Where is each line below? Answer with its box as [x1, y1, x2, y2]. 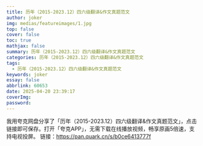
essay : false [6, 77, 40, 83]
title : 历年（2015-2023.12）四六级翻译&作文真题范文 [6, 9, 130, 15]
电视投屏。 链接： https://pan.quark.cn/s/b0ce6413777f [11, 133, 151, 140]
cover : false [6, 32, 40, 38]
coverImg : [6, 94, 32, 100]
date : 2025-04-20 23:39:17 [6, 89, 75, 95]
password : [6, 100, 32, 106]
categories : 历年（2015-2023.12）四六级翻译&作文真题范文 [6, 54, 144, 60]
